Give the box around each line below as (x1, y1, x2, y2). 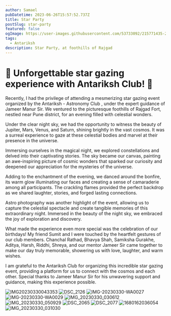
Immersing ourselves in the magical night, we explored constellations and (5, 147, 159, 153)
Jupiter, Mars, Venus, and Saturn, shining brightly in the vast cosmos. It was (5, 126, 165, 133)
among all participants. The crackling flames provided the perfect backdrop (5, 184, 164, 190)
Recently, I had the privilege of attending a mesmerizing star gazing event (5, 95, 160, 101)
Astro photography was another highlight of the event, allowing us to (5, 199, 149, 205)
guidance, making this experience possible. (5, 279, 97, 285)
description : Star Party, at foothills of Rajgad (5, 45, 113, 50)
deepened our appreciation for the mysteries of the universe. (5, 164, 133, 170)
